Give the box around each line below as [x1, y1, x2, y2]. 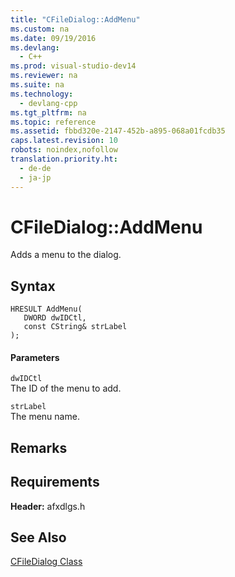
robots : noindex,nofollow [10, 145, 118, 155]
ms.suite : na [10, 80, 65, 90]
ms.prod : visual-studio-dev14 [10, 61, 137, 71]
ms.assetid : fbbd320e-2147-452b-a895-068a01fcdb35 [10, 126, 226, 136]
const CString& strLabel [23, 322, 128, 332]
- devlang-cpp [19, 98, 78, 108]
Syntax [10, 277, 56, 295]
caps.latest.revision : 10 [10, 136, 118, 146]
